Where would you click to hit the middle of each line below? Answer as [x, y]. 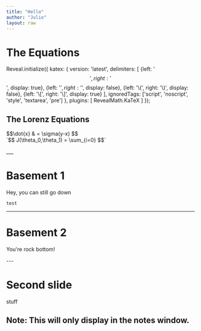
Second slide [39, 285]
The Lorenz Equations [48, 119]
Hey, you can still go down [39, 193]
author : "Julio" [26, 17]
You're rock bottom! [31, 249]
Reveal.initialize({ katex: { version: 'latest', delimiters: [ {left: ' [81, 69]
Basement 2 [36, 233]
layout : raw [21, 23]
